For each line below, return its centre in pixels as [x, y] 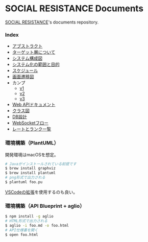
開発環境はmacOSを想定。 [32, 154]
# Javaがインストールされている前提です [41, 164]
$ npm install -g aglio [29, 217]
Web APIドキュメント [34, 105]
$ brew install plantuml [30, 173]
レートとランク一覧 [32, 129]
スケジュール [25, 71]
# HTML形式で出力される [26, 221]
